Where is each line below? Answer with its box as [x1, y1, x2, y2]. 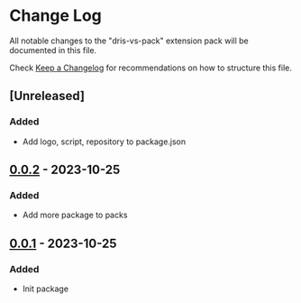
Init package [22, 283, 69, 294]
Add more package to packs [22, 209, 128, 221]
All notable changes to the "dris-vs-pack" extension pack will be [9, 35, 250, 46]
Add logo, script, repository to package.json [22, 136, 187, 147]
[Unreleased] [9, 88, 86, 104]
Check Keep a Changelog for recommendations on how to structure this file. [9, 62, 293, 73]
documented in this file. [9, 44, 97, 55]
